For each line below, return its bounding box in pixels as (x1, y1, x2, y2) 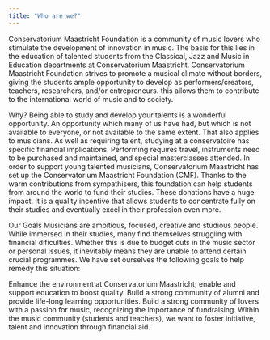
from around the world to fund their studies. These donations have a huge (8, 187, 255, 197)
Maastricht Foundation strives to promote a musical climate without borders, (8, 68, 263, 78)
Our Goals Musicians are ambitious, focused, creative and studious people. (8, 220, 259, 230)
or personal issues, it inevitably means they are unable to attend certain (8, 246, 247, 256)
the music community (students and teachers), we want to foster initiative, (8, 313, 256, 323)
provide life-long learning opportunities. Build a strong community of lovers (8, 296, 259, 306)
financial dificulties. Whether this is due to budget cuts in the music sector (8, 237, 256, 247)
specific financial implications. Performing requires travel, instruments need (8, 144, 260, 154)
